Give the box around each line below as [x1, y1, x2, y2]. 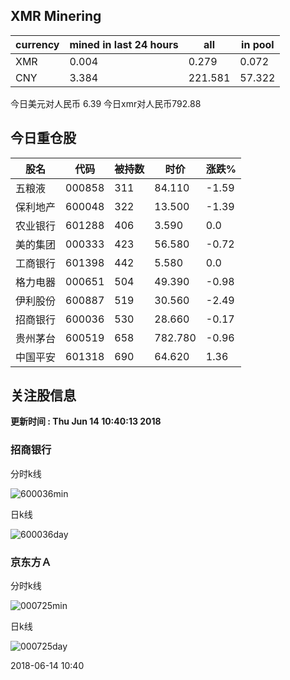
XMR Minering [10, 8, 102, 25]
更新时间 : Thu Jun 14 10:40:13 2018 [10, 415, 162, 428]
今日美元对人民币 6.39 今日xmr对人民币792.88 [10, 97, 202, 109]
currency [15, 37, 60, 51]
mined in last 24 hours [69, 37, 179, 51]
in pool [241, 37, 275, 51]
